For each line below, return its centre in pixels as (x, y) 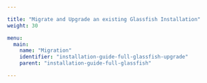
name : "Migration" (46, 51)
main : (21, 44)
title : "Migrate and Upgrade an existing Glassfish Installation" (104, 19)
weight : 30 (23, 26)
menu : (15, 38)
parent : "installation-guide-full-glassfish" (86, 63)
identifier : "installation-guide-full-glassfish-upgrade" (104, 57)
